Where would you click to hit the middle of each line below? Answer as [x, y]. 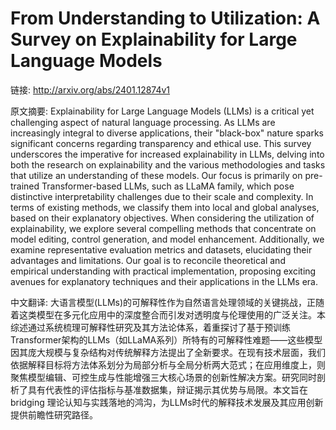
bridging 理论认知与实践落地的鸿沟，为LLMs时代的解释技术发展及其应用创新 [167, 402]
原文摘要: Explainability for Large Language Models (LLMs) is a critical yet [162, 111]
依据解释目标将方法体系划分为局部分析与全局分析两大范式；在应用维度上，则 [168, 364]
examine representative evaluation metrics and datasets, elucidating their [161, 249]
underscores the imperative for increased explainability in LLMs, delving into [167, 154]
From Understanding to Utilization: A [165, 18]
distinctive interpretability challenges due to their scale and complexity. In [162, 196]
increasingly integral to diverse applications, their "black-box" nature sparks [167, 133]
